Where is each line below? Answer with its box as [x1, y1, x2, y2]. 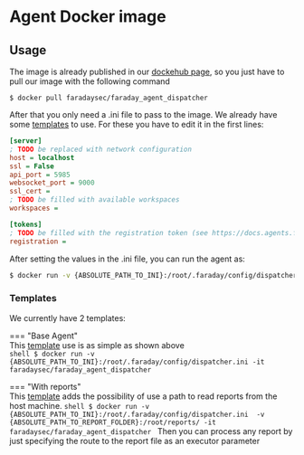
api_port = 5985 [9, 170, 71, 179]
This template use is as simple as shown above [9, 339, 185, 350]
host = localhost [9, 153, 75, 162]
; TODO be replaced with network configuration [9, 145, 193, 154]
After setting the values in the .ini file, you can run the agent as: [9, 253, 246, 264]
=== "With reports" [9, 381, 81, 392]
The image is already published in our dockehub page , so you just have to [9, 66, 285, 77]
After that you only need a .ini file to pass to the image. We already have [9, 109, 278, 119]
